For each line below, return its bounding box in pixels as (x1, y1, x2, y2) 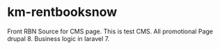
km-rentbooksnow (7, 4, 117, 20)
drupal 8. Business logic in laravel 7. (7, 34, 110, 42)
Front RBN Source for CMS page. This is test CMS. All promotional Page (7, 27, 214, 35)
